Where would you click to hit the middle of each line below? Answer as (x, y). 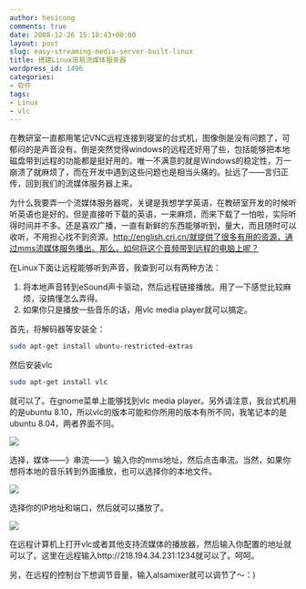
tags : (20, 94)
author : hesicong (42, 18)
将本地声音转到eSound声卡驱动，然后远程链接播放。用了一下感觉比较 (153, 287)
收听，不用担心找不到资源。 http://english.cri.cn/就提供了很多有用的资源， (147, 237)
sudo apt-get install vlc (58, 382)
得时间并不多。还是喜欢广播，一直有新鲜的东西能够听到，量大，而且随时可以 (153, 226)
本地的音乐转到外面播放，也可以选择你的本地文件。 (121, 471)
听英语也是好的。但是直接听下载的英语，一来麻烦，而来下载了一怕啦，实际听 (153, 214)
